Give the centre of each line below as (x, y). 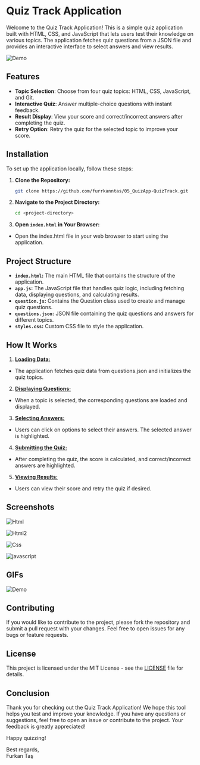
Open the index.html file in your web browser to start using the (91, 236)
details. (15, 674)
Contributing (30, 608)
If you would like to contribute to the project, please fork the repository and (98, 622)
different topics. (34, 320)
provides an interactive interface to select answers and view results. (90, 46)
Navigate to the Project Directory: (57, 202)
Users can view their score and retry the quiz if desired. (83, 488)
